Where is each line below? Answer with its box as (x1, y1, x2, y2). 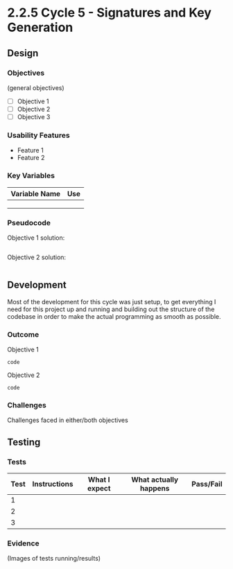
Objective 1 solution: (7, 234, 65, 242)
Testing (7, 436, 41, 448)
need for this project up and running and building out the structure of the (7, 305, 215, 313)
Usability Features (7, 130, 71, 140)
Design (7, 47, 39, 59)
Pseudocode (7, 218, 51, 227)
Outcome (7, 329, 40, 339)
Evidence (7, 539, 40, 548)
